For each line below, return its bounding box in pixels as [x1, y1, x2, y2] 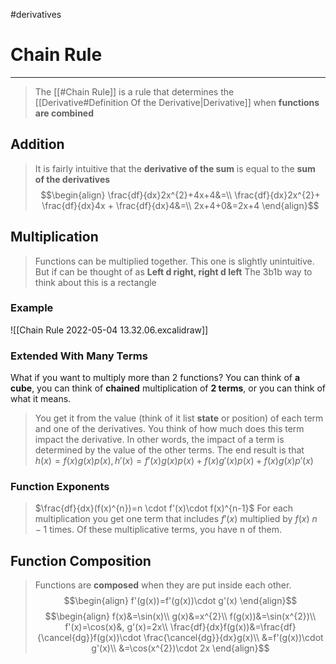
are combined [34, 107, 95, 119]
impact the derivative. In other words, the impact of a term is [34, 434, 285, 446]
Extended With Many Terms [10, 349, 148, 363]
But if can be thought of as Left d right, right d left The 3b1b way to [34, 265, 313, 278]
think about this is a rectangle [34, 276, 157, 288]
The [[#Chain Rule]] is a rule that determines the [34, 85, 235, 98]
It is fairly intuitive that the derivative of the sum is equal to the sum [34, 162, 316, 174]
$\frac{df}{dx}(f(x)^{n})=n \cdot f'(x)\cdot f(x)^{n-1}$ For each [34, 502, 294, 514]
